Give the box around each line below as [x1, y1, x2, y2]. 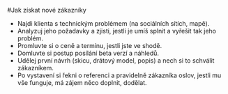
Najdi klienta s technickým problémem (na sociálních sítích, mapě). [17, 19, 210, 27]
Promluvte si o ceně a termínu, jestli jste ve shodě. [17, 42, 162, 49]
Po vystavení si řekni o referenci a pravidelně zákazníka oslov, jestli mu [17, 71, 222, 79]
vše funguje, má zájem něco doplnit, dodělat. [17, 79, 148, 86]
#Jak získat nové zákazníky [7, 6, 87, 14]
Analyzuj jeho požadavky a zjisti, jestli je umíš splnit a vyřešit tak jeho [17, 27, 216, 35]
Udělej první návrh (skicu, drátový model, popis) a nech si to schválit [17, 56, 215, 65]
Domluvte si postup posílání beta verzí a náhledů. [17, 49, 159, 57]
